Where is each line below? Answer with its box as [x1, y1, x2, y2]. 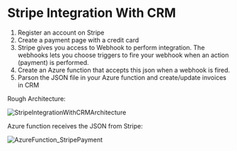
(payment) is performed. [17, 58, 90, 66]
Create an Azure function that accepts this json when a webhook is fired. [17, 66, 231, 74]
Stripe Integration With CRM [7, 5, 176, 21]
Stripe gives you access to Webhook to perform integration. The [17, 43, 205, 52]
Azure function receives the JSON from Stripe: [7, 121, 144, 130]
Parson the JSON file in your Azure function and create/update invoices [17, 73, 226, 82]
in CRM [17, 80, 40, 89]
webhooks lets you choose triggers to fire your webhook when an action [17, 51, 229, 59]
